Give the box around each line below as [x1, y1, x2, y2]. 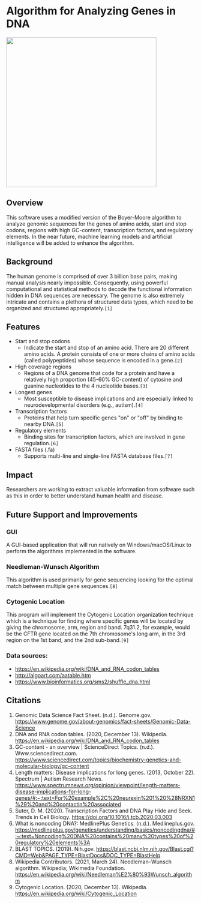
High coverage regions [14, 363, 72, 370]
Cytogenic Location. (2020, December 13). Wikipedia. [14, 883, 148, 890]
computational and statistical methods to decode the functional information [6, 285, 192, 292]
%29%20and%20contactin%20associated [14, 800, 121, 808]
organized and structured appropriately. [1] [6, 304, 113, 311]
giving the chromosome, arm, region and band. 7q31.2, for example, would [6, 624, 190, 631]
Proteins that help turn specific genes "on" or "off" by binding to [23, 414, 183, 421]
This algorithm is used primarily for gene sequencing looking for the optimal [6, 576, 194, 583]
